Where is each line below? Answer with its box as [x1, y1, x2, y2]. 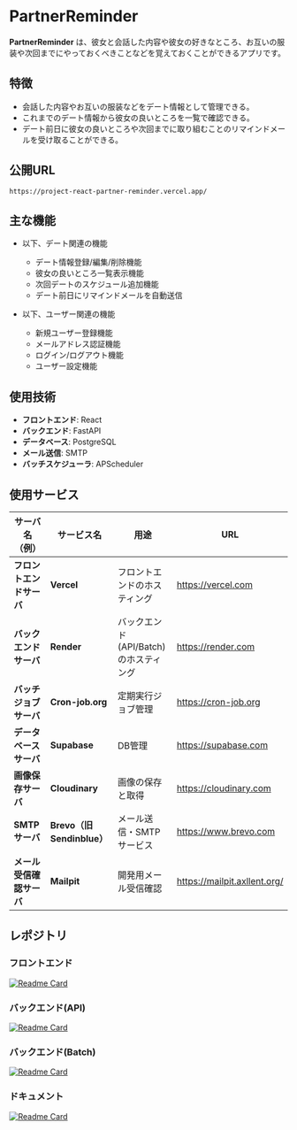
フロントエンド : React [21, 414, 103, 426]
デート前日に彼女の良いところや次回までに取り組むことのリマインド [21, 123, 270, 134]
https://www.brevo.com [176, 826, 276, 837]
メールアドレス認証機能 [34, 339, 121, 350]
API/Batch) [120, 641, 166, 652]
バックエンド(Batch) [9, 1046, 96, 1058]
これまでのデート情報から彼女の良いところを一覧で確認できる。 [21, 112, 255, 123]
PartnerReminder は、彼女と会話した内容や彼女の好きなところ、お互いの [9, 36, 278, 47]
